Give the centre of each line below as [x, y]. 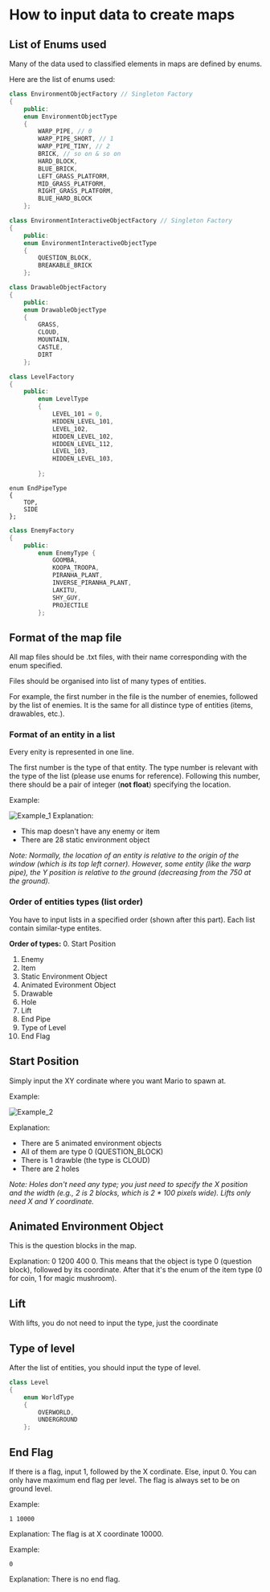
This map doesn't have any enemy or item [90, 831]
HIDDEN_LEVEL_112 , [83, 444]
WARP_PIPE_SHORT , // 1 [76, 139]
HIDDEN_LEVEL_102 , [83, 436]
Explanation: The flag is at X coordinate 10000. [86, 1533]
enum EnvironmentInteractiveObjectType [90, 243]
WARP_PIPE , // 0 [65, 131]
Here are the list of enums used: [62, 79]
